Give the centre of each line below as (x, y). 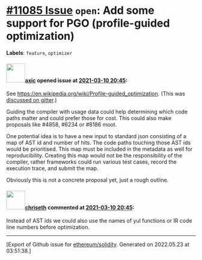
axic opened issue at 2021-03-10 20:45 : (76, 80)
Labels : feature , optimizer (39, 52)
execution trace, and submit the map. (52, 168)
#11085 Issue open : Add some (81, 11)
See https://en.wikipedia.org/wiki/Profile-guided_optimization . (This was (96, 94)
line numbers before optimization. (48, 227)
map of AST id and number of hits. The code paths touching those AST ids (99, 143)
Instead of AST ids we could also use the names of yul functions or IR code (99, 221)
